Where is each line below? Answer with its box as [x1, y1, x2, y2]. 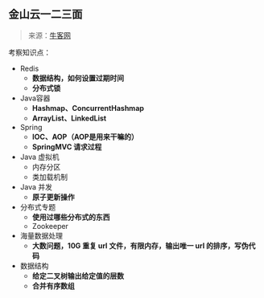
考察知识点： [8, 47, 51, 57]
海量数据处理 [19, 231, 63, 240]
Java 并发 [19, 182, 53, 191]
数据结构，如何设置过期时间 [31, 73, 125, 83]
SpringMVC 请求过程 [31, 141, 102, 151]
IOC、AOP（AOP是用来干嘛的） [31, 132, 139, 141]
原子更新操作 [31, 192, 75, 202]
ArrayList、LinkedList [31, 113, 107, 123]
